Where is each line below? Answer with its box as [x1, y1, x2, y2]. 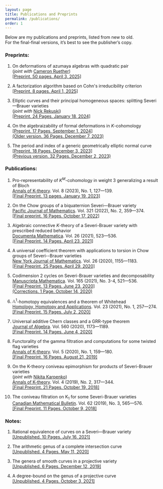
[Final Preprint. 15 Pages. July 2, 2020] [12, 309, 91, 315]
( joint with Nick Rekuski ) [12, 108, 61, 114]
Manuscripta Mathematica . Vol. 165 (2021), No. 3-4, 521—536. [12, 278, 138, 283]
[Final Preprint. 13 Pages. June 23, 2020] [12, 283, 95, 289]
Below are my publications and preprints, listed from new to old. [5, 34, 134, 40]
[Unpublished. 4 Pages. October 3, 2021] [12, 478, 95, 484]
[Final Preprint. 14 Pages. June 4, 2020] [12, 329, 93, 335]
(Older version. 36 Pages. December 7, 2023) [12, 133, 104, 139]
